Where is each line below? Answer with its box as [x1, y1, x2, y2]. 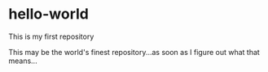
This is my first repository [8, 32, 94, 41]
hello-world [8, 5, 90, 23]
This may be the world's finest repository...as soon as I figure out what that [8, 47, 261, 57]
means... [8, 56, 38, 66]
